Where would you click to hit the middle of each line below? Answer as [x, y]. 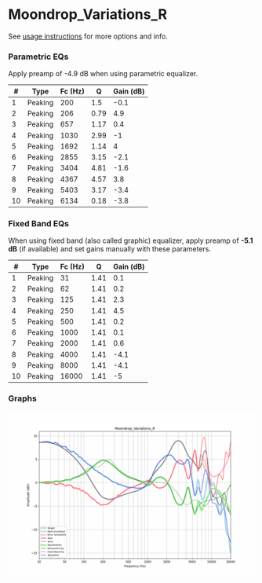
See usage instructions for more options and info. [88, 36]
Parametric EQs [38, 57]
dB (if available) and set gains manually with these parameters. [110, 249]
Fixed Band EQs [38, 223]
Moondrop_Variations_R [87, 15]
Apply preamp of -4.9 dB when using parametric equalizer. [103, 74]
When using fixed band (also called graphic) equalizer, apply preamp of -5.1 [131, 240]
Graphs [22, 398]
